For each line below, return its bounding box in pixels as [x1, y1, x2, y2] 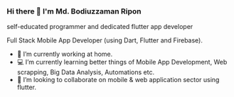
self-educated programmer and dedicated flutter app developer [6, 23, 193, 31]
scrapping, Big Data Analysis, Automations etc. [16, 68, 154, 76]
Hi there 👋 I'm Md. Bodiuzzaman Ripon [6, 6, 142, 16]
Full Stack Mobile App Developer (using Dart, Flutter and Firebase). [6, 36, 203, 45]
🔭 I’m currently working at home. [16, 50, 113, 59]
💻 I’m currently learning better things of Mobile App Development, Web [16, 58, 228, 67]
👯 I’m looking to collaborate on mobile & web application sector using [16, 76, 220, 84]
